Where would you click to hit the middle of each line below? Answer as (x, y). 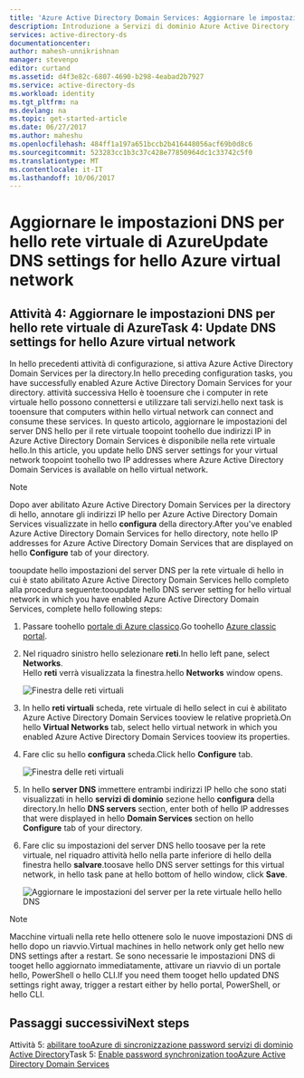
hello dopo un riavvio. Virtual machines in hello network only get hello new (147, 947)
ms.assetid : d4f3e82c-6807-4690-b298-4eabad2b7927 (107, 77)
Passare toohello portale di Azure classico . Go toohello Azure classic (149, 627)
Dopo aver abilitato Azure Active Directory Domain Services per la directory (150, 505)
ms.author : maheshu (46, 136)
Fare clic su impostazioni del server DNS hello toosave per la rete (144, 846)
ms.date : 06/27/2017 (48, 128)
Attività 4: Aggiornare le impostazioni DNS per (142, 313)
